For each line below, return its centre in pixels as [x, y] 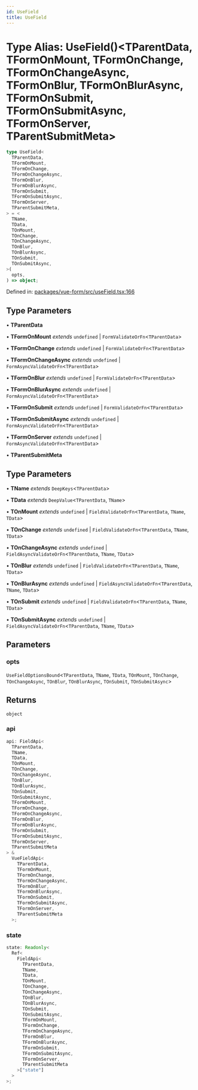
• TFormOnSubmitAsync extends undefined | [63, 419]
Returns [22, 700]
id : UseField [22, 12]
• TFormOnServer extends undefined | [54, 437]
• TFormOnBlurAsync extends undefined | [59, 390]
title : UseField [26, 17]
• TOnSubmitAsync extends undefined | [56, 620]
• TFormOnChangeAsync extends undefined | [63, 360]
